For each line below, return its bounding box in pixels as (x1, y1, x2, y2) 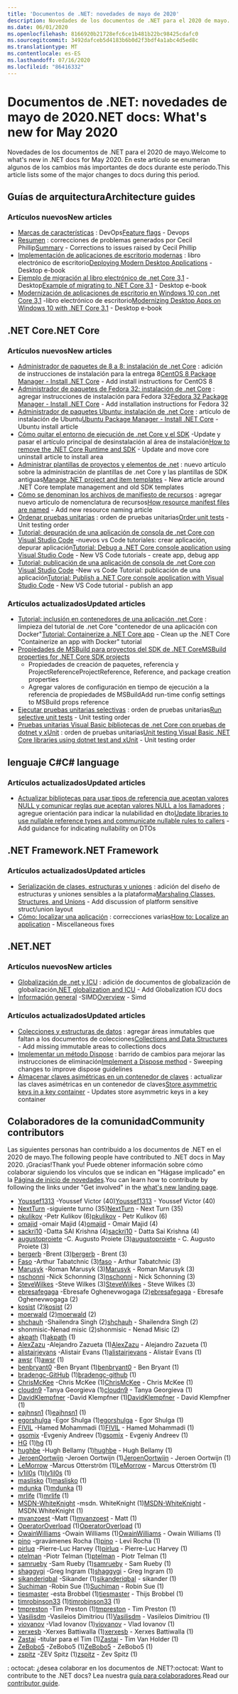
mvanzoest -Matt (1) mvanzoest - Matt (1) (17, 1514, 137, 1523)
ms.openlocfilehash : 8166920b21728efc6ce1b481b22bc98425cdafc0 (7, 30, 199, 38)
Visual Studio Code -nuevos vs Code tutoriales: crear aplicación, (17, 535, 207, 544)
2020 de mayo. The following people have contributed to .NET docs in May (7, 1153, 225, 1162)
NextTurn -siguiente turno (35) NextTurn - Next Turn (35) (17, 1204, 183, 1213)
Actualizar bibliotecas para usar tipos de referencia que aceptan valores (17, 793, 229, 802)
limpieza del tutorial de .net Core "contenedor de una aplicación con (17, 623, 218, 631)
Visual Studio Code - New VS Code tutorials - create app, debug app (17, 550, 220, 559)
